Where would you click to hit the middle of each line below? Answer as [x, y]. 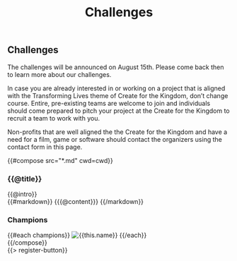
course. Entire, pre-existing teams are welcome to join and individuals [109, 103]
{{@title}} [25, 178]
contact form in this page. [45, 147]
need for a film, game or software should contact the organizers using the [115, 139]
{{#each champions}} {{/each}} [77, 235]
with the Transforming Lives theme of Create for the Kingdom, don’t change [118, 95]
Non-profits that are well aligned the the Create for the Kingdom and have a [117, 132]
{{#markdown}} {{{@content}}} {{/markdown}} [75, 201]
